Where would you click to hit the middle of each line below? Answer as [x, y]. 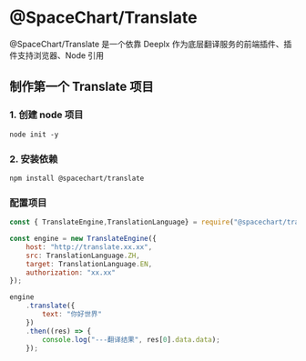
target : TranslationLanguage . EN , [89, 264]
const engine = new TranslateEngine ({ [83, 239]
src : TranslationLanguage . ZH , [83, 256]
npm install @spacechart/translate [77, 178]
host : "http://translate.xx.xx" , [89, 247]
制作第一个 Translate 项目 [82, 87]
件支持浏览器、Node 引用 [57, 55]
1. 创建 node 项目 [46, 115]
